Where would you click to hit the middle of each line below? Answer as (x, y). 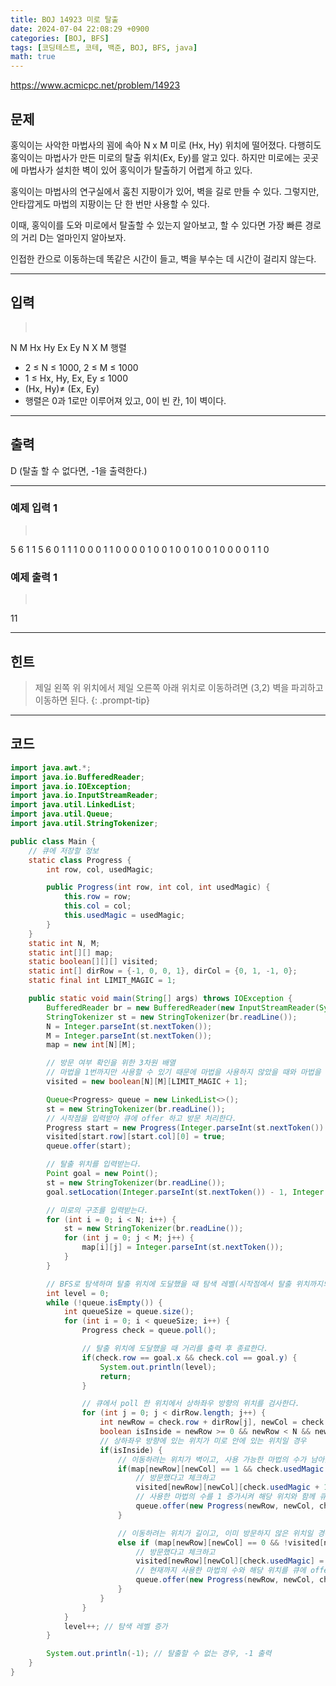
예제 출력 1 (34, 577)
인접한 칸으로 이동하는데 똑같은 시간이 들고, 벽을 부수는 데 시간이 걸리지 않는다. (163, 258)
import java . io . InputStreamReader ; (84, 796)
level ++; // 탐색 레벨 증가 (115, 1626)
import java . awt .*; (51, 767)
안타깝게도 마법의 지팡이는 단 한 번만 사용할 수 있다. (110, 203)
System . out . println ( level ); (158, 1367)
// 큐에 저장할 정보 (64, 851)
